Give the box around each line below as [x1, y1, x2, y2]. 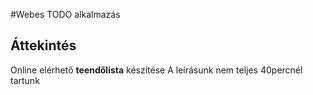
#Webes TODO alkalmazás [10, 9, 121, 20]
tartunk [10, 74, 40, 86]
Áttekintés [10, 37, 77, 54]
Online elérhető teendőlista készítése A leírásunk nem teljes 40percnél [10, 64, 303, 76]
